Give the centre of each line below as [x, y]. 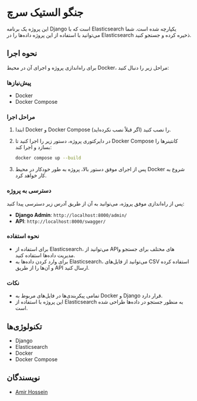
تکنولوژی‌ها [24, 326]
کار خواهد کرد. [31, 175]
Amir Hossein [31, 392]
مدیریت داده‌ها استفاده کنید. [45, 255]
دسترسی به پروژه [29, 191]
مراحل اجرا [21, 117]
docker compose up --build [48, 158]
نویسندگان [23, 378]
